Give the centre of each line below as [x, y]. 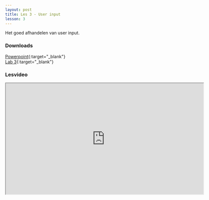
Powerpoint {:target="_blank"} [35, 56]
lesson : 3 [15, 19]
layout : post [19, 10]
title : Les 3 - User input [33, 14]
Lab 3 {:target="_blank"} [29, 62]
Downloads [19, 46]
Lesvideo [17, 75]
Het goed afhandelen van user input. [42, 33]
